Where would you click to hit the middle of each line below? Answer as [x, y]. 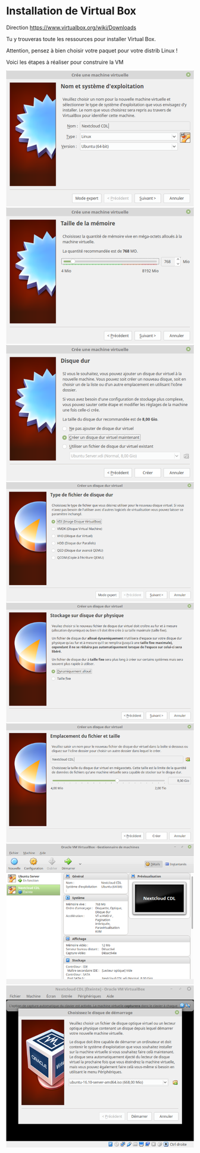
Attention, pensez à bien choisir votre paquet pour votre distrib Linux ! [92, 50]
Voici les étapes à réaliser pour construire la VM [65, 62]
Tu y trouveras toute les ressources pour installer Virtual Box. [81, 39]
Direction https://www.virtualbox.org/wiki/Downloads [71, 27]
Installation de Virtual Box [71, 11]
